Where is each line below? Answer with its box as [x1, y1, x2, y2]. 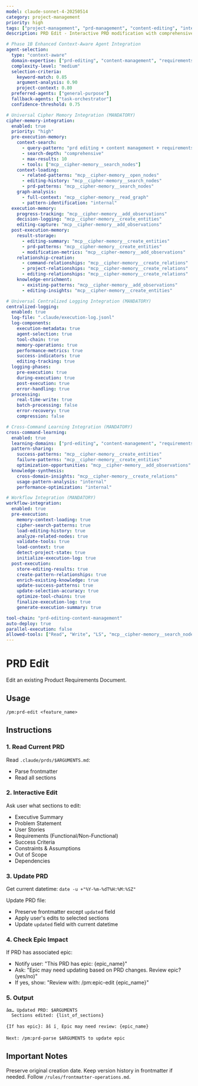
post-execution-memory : [11, 228, 70, 233]
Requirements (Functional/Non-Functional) [14, 832, 119, 839]
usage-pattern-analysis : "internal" [16, 479, 107, 485]
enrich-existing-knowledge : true [16, 577, 99, 583]
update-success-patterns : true [16, 583, 94, 588]
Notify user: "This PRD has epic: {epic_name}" [14, 960, 128, 967]
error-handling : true [16, 386, 70, 392]
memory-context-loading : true [16, 516, 91, 522]
